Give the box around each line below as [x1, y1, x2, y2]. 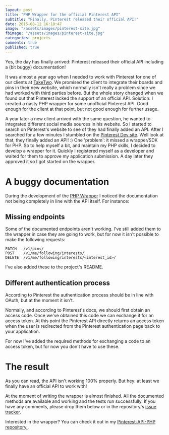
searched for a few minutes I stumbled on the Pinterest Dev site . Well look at [5, 131, 164, 137]
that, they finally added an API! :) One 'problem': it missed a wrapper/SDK [5, 137, 158, 143]
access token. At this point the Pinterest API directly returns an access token [5, 318, 164, 324]
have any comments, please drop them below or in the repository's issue [5, 404, 156, 410]
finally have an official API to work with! [5, 383, 87, 389]
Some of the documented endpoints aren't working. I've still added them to [5, 226, 161, 232]
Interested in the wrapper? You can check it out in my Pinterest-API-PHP [5, 419, 156, 425]
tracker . [5, 409, 21, 415]
